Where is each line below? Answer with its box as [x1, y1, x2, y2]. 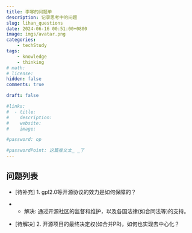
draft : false [6, 93, 39, 99]
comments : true [6, 82, 45, 88]
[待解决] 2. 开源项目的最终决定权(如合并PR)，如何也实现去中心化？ [14, 220, 180, 228]
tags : [6, 48, 20, 54]
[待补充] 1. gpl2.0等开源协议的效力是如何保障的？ [14, 188, 137, 196]
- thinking [17, 59, 45, 65]
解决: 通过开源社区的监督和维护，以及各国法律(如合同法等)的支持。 [23, 207, 190, 214]
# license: [6, 70, 34, 76]
